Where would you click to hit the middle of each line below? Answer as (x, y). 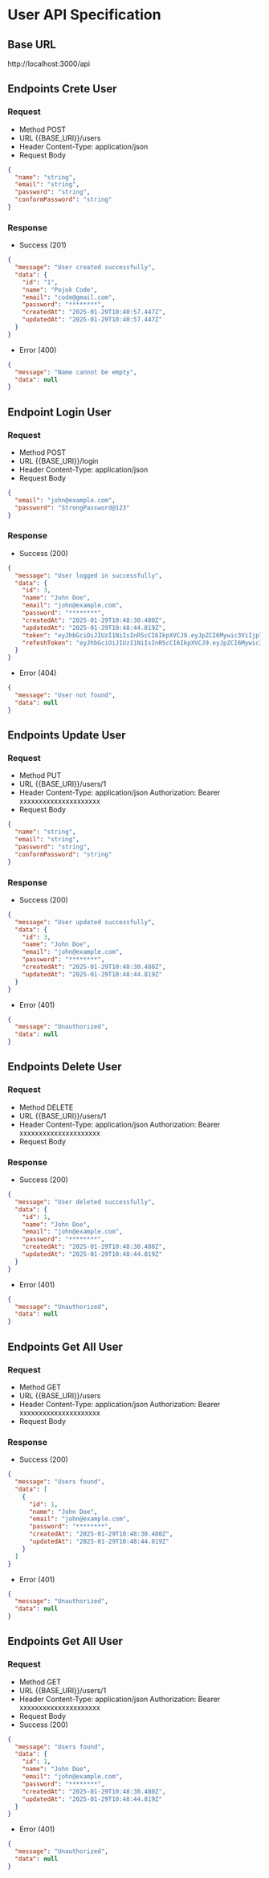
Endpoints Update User (67, 736)
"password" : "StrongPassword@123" (72, 508)
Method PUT (40, 775)
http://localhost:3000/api (49, 63)
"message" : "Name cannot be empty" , (76, 372)
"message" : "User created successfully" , (85, 268)
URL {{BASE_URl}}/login (59, 461)
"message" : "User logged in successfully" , (88, 575)
